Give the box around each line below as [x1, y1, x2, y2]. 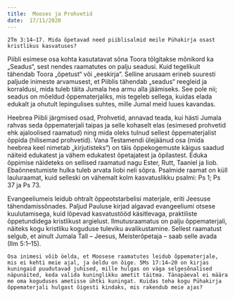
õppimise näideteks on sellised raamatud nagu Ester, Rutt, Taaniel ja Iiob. [7, 158, 219, 166]
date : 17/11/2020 [7, 17, 61, 24]
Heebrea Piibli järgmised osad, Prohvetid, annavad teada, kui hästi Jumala [7, 113, 222, 122]
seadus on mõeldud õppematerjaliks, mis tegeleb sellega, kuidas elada [7, 92, 212, 101]
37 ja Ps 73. [7, 180, 42, 189]
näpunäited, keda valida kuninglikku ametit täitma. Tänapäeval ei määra [7, 271, 229, 278]
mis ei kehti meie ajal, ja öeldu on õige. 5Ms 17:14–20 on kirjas [7, 259, 210, 266]
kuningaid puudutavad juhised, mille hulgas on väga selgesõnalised [7, 265, 212, 272]
